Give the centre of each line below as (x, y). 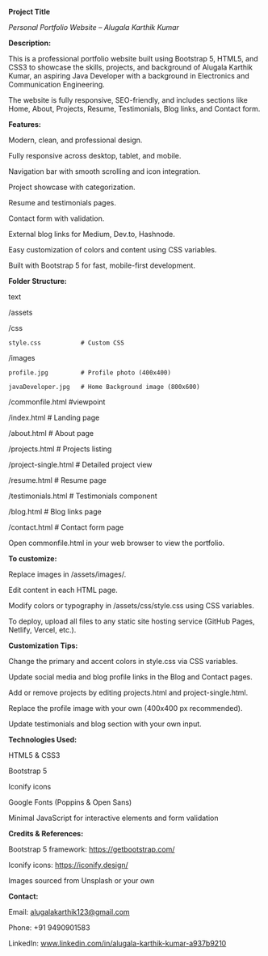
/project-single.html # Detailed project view (80, 465)
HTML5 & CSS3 (34, 755)
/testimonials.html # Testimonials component (83, 496)
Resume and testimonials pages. (63, 203)
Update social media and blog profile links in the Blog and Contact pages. (130, 677)
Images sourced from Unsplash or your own (82, 880)
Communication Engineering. (57, 85)
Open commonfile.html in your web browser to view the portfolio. (117, 543)
